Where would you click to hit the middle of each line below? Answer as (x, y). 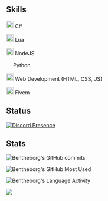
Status (19, 111)
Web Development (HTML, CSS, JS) (58, 78)
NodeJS (24, 53)
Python (22, 65)
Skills (16, 10)
